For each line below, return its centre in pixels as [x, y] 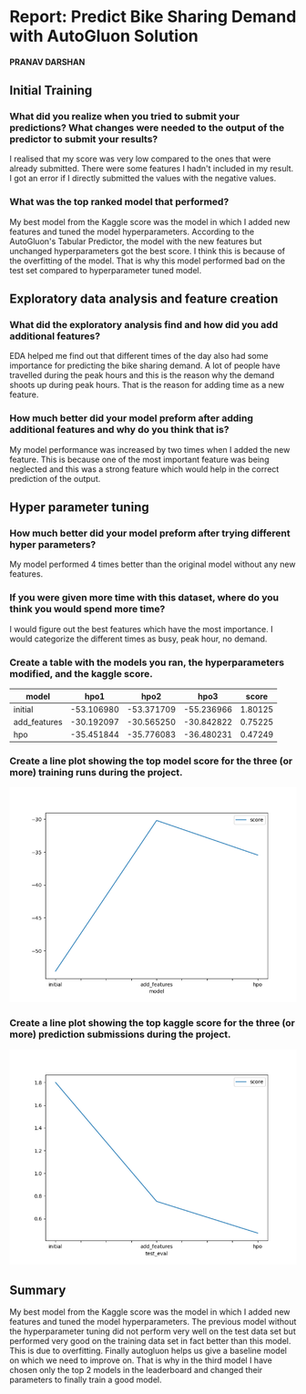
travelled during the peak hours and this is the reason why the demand [142, 375]
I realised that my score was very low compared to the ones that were [140, 159]
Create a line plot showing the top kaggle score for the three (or [153, 1023]
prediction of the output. [55, 478]
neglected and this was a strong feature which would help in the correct [144, 469]
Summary [38, 1290]
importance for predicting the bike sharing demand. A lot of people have [145, 365]
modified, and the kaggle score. [81, 673]
